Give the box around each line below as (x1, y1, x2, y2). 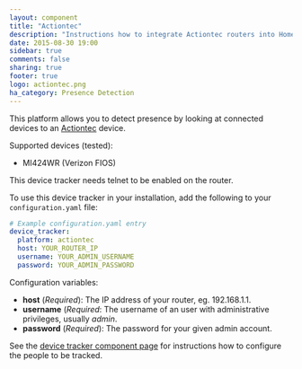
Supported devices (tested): (9, 140, 114, 151)
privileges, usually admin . (22, 313, 118, 324)
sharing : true (9, 64, 63, 73)
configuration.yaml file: (9, 201, 98, 212)
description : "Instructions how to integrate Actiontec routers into (9, 30, 276, 39)
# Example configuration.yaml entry (9, 219, 147, 228)
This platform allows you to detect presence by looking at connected (9, 113, 263, 124)
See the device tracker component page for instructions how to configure (9, 340, 281, 351)
